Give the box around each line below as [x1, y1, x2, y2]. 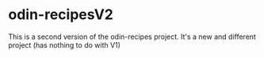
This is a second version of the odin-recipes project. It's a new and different [8, 32, 256, 41]
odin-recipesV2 [8, 6, 113, 24]
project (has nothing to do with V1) [8, 40, 121, 49]
